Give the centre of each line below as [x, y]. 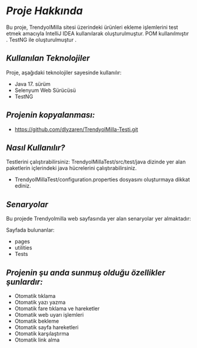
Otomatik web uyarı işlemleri [49, 315]
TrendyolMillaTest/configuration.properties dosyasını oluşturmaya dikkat [102, 180]
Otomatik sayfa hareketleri [46, 327]
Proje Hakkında [45, 11]
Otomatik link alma [37, 340]
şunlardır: [24, 282]
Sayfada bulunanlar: [30, 230]
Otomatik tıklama [35, 296]
